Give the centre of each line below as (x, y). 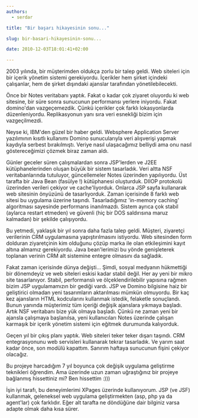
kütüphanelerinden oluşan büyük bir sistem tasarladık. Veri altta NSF (90, 169)
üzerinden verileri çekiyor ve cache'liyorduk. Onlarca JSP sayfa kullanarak (97, 188)
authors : (17, 12)
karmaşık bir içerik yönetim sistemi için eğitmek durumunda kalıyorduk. (92, 324)
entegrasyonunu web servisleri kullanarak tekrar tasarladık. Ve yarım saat (95, 342)
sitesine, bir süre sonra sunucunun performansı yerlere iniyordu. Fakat (92, 102)
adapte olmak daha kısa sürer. (43, 409)
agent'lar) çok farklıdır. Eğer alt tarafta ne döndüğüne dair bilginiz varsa (93, 403)
